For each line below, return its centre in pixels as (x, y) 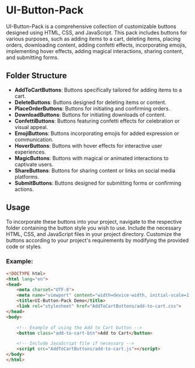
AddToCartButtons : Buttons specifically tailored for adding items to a (98, 90)
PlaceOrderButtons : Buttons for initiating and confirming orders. (92, 108)
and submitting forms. (33, 57)
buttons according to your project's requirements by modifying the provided (97, 240)
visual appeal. (31, 127)
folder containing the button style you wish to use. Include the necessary (94, 228)
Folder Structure (36, 76)
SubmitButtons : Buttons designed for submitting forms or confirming (98, 183)
